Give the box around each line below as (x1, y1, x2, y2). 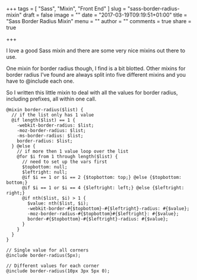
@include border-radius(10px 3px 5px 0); (6, 268, 110, 274)
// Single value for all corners (6, 247, 89, 253)
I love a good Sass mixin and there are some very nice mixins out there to (6, 47, 186, 54)
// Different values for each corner (6, 263, 100, 269)
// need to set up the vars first (21, 159, 108, 165)
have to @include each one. (6, 77, 75, 84)
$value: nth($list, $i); (27, 200, 89, 206)
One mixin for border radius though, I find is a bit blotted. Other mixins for (6, 65, 186, 72)
